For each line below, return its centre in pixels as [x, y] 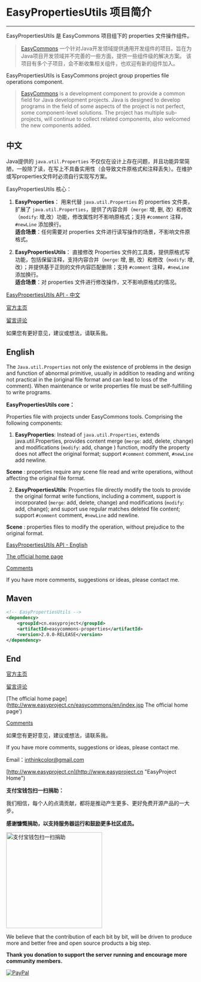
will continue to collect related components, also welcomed [117, 119]
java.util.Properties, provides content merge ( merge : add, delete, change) [104, 441]
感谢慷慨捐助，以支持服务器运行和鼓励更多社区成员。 [72, 824]
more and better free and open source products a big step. [79, 943]
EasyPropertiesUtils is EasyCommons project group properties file [88, 75]
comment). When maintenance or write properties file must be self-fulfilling [99, 386]
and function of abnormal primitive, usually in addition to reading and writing [100, 373]
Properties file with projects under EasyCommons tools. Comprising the [95, 416]
